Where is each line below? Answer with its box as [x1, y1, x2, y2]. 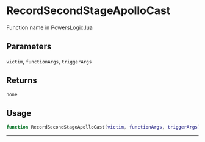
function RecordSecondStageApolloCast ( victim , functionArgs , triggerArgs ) [6, 124, 201, 130]
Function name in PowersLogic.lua [6, 24, 93, 31]
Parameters [6, 41, 52, 52]
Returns [6, 76, 38, 86]
